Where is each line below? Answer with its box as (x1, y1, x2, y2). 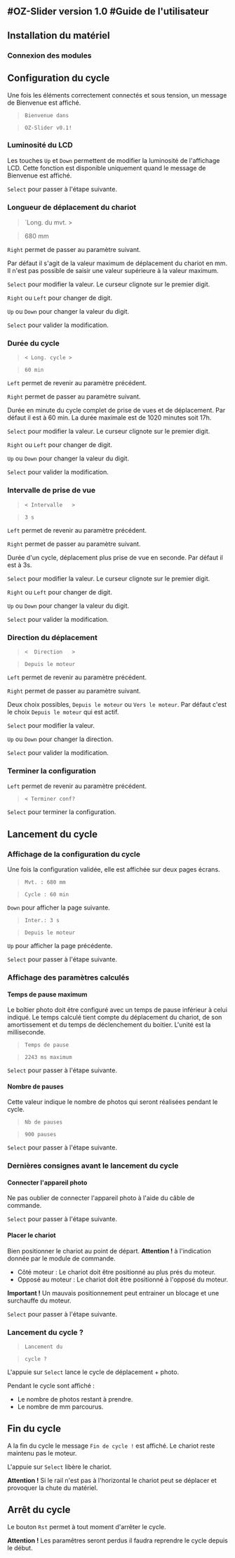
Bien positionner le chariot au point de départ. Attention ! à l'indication (7, 1246, 212, 1255)
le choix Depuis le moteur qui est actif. (7, 708, 119, 716)
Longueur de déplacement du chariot (7, 202, 137, 212)
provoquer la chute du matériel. (7, 1484, 98, 1492)
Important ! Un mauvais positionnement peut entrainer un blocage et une (7, 1289, 220, 1297)
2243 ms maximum (24, 1054, 72, 1061)
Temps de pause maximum (7, 990, 88, 999)
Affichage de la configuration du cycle (7, 849, 140, 859)
